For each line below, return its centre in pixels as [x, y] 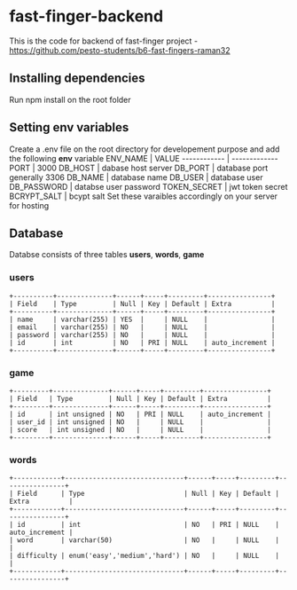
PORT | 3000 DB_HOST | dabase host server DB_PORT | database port [139, 168]
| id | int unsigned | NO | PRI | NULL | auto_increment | [141, 414]
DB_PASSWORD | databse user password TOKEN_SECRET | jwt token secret [148, 186]
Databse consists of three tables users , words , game [107, 255]
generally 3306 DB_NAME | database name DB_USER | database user [136, 177]
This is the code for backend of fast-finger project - [103, 41]
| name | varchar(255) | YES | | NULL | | [142, 319]
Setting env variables [69, 127]
